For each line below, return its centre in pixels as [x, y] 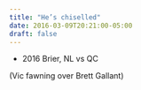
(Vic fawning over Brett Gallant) [67, 76]
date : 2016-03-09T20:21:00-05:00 [71, 26]
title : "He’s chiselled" [55, 17]
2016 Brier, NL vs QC [60, 59]
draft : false [33, 34]
